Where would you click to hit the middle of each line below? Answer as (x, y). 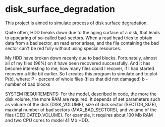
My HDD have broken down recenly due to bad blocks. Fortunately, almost (81, 58)
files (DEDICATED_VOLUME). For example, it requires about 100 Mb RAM (79, 115)
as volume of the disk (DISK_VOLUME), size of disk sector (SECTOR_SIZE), (81, 104)
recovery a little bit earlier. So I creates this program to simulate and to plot (81, 73)
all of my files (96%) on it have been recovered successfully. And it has (78, 63)
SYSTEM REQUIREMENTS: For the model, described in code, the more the (81, 94)
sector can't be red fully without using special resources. (63, 48)
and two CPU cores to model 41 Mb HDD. (47, 120)
